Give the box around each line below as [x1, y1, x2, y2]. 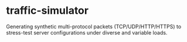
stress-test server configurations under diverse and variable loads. [6, 29, 168, 36]
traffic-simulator [6, 4, 89, 17]
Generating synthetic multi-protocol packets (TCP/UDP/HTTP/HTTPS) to [6, 23, 182, 30]
